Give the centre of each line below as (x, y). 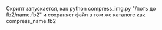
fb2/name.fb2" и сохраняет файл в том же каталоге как (76, 15)
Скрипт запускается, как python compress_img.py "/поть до (81, 9)
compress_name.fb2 (31, 21)
